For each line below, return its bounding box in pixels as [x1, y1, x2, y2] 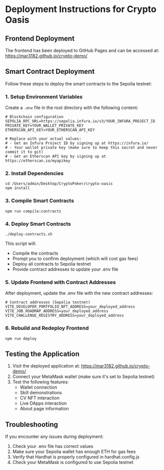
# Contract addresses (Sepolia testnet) [5, 300, 91, 305]
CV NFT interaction [19, 395, 60, 401]
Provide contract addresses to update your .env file [12, 266, 118, 272]
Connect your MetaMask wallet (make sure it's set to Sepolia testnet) [12, 374, 155, 380]
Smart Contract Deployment [5, 67, 95, 76]
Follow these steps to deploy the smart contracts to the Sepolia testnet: [5, 80, 152, 86]
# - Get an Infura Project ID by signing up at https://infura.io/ [5, 141, 149, 146]
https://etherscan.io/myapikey [5, 158, 70, 164]
